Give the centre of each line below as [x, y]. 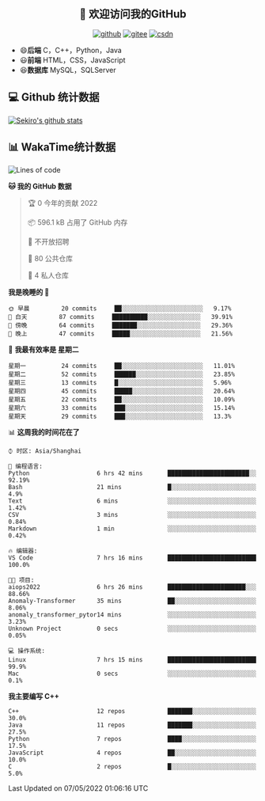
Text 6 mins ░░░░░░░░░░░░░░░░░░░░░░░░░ [132, 501]
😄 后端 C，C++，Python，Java [71, 50]
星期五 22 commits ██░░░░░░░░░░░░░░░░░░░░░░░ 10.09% [122, 400]
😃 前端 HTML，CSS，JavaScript [72, 60]
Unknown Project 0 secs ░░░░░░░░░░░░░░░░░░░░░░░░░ [132, 629]
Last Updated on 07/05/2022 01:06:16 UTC [78, 788]
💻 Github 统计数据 [54, 97]
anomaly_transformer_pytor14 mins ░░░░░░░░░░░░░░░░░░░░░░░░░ [132, 615]
